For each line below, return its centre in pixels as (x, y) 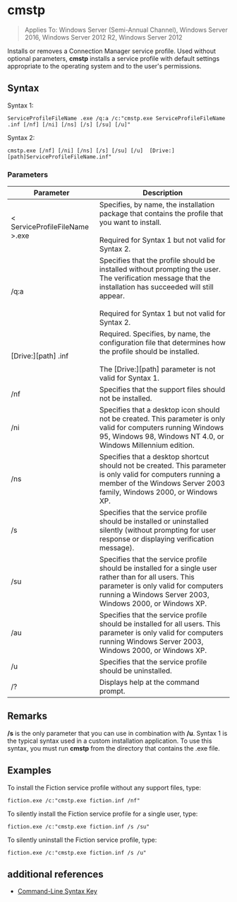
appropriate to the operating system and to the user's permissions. (104, 66)
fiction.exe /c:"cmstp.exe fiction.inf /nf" (74, 800)
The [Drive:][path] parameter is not (157, 369)
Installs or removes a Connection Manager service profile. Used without (112, 51)
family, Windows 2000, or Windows (158, 492)
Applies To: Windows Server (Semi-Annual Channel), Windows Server (126, 30)
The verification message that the (155, 278)
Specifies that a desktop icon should (159, 410)
